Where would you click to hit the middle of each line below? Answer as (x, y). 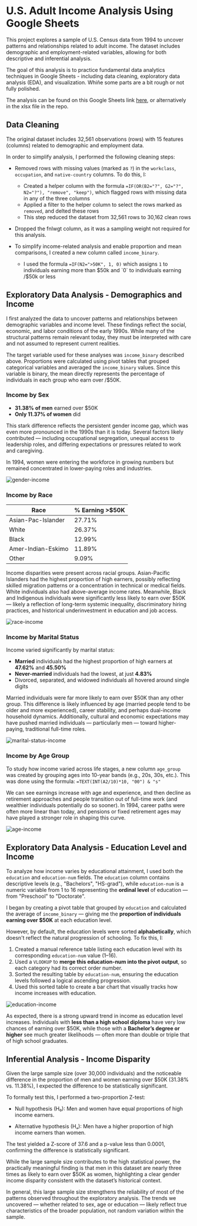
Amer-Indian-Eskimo (39, 549)
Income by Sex (28, 395)
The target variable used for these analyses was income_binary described (95, 355)
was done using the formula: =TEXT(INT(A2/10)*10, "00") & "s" (84, 781)
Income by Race (29, 495)
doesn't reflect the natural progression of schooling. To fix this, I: (85, 937)
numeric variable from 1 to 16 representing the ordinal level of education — (97, 890)
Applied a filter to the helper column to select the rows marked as (103, 204)
